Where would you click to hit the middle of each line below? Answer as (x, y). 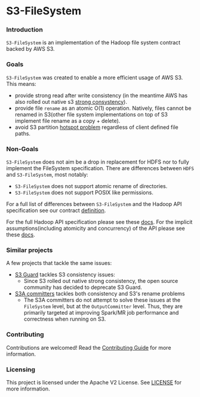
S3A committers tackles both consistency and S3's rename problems (100, 294)
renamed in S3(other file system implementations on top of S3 (91, 114)
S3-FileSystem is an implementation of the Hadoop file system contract (93, 42)
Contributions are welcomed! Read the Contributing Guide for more (89, 347)
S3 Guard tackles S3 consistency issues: (65, 275)
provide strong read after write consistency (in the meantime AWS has (101, 95)
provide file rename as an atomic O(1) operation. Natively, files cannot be (103, 108)
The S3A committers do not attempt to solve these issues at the (102, 300)
